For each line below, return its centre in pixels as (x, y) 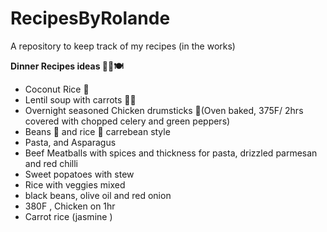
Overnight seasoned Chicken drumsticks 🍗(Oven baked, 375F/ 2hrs (164, 110)
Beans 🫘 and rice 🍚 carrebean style (97, 131)
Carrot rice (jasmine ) (68, 216)
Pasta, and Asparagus (70, 142)
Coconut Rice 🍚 (57, 89)
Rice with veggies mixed (75, 184)
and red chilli (51, 163)
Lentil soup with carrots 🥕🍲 (80, 99)
